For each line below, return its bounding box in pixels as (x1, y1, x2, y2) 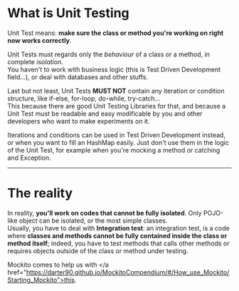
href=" (7, 267, 27, 276)
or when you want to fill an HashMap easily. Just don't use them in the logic (7, 138, 230, 147)
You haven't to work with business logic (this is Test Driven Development (7, 65, 221, 73)
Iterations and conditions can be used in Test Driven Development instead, (7, 131, 226, 139)
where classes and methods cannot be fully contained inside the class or (7, 231, 228, 240)
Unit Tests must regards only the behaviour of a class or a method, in (7, 50, 210, 58)
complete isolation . (7, 57, 64, 66)
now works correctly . (7, 36, 72, 44)
